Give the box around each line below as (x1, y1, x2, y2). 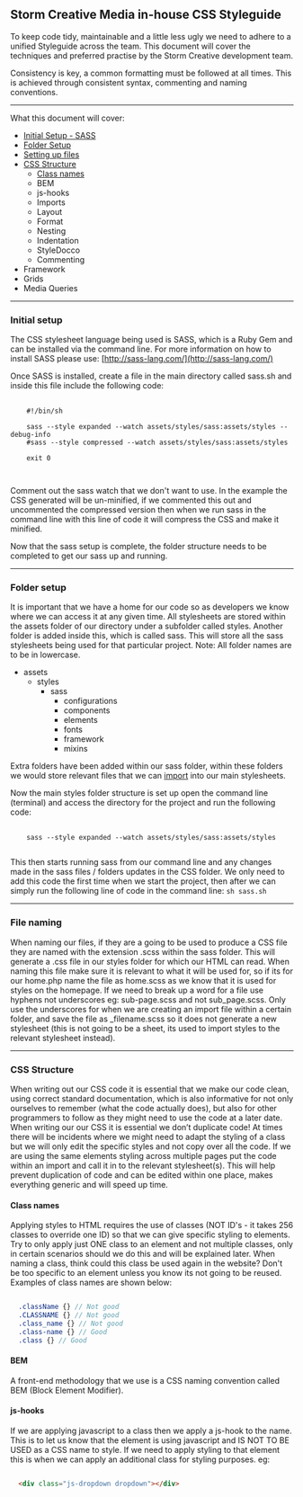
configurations (63, 696, 118, 707)
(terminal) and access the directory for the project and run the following (10, 798, 276, 808)
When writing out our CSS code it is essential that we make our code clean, (10, 1083, 290, 1094)
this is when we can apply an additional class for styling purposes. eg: (10, 1454, 271, 1465)
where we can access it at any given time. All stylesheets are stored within (10, 611, 286, 622)
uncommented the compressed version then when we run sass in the (10, 504, 267, 515)
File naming (10, 916, 62, 929)
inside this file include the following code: (10, 380, 165, 391)
